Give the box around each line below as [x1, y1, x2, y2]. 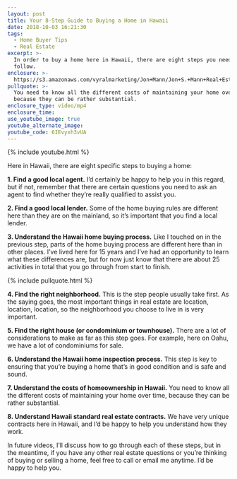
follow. [13, 63, 37, 70]
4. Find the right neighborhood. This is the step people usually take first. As [7, 290, 229, 299]
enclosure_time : [7, 109, 55, 116]
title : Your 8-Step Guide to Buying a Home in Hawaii [7, 17, 169, 24]
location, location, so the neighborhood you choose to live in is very [7, 305, 205, 314]
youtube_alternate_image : [7, 122, 83, 129]
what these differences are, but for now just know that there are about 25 [7, 255, 220, 264]
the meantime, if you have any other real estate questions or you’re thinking [7, 449, 227, 457]
